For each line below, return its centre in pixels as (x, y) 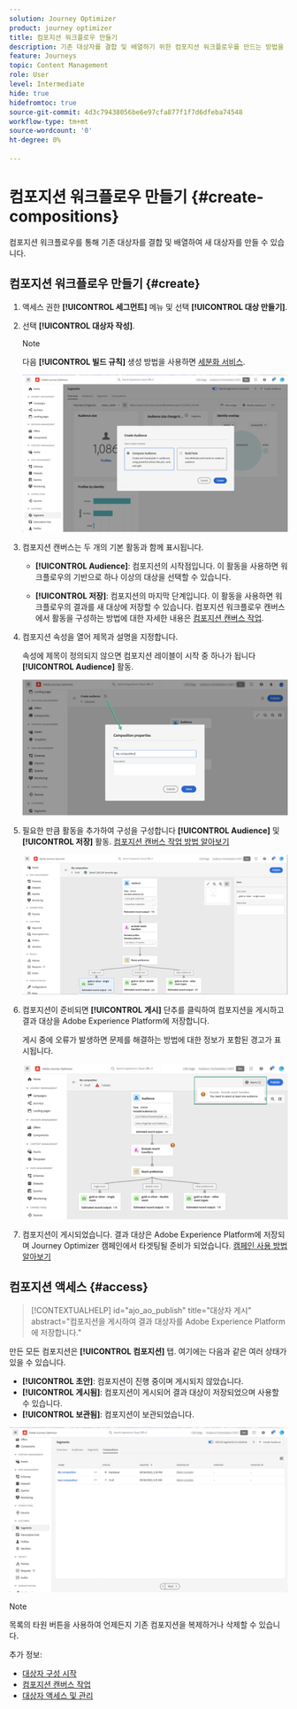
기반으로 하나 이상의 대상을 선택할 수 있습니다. (152, 576)
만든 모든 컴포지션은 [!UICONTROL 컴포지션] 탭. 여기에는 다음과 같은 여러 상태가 (148, 1351)
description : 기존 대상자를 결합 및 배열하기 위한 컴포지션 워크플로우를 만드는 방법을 (147, 47)
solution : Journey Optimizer (63, 19)
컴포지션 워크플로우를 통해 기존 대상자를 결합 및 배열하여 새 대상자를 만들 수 (139, 242)
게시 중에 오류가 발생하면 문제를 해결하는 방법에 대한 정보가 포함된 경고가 (147, 1040)
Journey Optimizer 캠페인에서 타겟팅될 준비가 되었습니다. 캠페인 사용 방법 (160, 1245)
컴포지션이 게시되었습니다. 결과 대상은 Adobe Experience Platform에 (142, 1234)
